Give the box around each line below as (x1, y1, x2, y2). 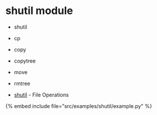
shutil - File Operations (13, 91, 69, 98)
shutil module (5, 4, 74, 18)
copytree (13, 57, 36, 64)
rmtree (13, 80, 30, 87)
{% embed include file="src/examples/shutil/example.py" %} (5, 102, 152, 109)
